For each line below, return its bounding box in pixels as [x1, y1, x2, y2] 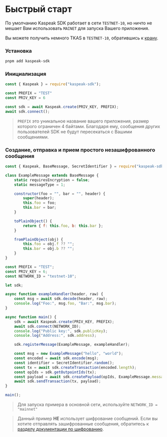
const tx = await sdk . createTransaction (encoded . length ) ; [14, 365, 137, 370]
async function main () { [5, 314, 57, 319]
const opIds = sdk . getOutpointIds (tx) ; [14, 370, 97, 375]
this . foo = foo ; [23, 200, 57, 205]
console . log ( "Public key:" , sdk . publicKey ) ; [14, 328, 108, 333]
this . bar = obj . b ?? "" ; [23, 246, 75, 251]
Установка [5, 47, 32, 54]
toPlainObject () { [14, 218, 52, 224]
